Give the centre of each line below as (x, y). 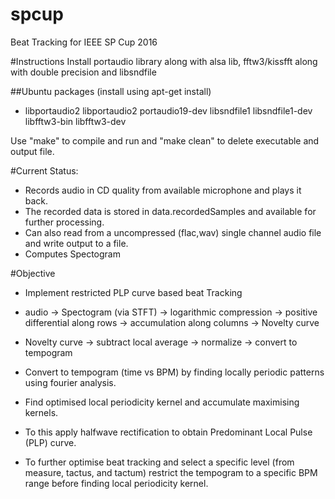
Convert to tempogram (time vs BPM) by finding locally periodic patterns (174, 372)
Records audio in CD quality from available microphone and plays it (163, 190)
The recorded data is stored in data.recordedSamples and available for (170, 211)
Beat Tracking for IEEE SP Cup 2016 (84, 42)
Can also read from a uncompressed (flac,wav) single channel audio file (173, 232)
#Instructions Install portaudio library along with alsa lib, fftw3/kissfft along (164, 61)
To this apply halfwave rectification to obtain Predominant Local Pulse (168, 432)
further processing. (64, 222)
